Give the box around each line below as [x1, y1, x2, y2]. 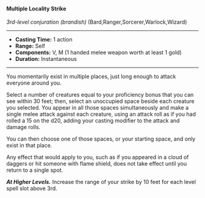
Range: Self [15, 43, 46, 50]
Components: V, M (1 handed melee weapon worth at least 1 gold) [15, 49, 182, 56]
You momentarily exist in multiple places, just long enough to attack [6, 73, 176, 80]
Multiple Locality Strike [6, 5, 67, 12]
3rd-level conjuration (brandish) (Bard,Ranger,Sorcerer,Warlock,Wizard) [6, 18, 187, 26]
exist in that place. [6, 142, 52, 149]
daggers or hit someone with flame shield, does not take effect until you [6, 160, 187, 168]
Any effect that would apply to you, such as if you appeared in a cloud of [6, 154, 189, 161]
